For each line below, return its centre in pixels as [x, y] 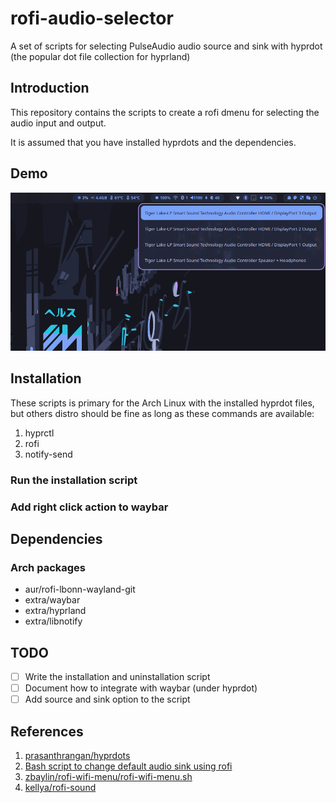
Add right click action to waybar [89, 507]
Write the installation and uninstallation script [117, 677]
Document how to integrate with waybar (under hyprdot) [141, 688]
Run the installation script [74, 480]
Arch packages [48, 567]
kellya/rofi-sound [60, 788]
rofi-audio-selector [92, 18]
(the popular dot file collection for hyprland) [100, 56]
